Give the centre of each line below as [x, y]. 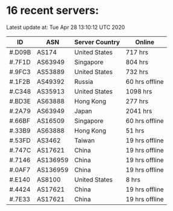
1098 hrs [139, 91]
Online [145, 42]
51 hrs [135, 130]
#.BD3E [20, 101]
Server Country [97, 42]
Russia [84, 81]
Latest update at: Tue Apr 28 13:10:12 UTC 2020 [66, 27]
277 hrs [137, 101]
